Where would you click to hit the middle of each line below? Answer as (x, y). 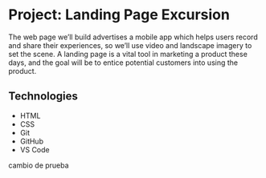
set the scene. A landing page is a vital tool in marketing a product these (128, 54)
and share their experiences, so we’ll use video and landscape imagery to (130, 45)
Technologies (43, 97)
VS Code (35, 149)
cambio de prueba (39, 165)
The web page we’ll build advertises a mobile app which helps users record (133, 37)
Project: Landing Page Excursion (119, 15)
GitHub (32, 141)
